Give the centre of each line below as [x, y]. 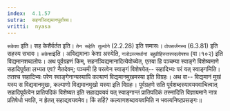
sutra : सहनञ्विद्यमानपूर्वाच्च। [40, 20]
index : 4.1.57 [29, 13]
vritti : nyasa [29, 26]
